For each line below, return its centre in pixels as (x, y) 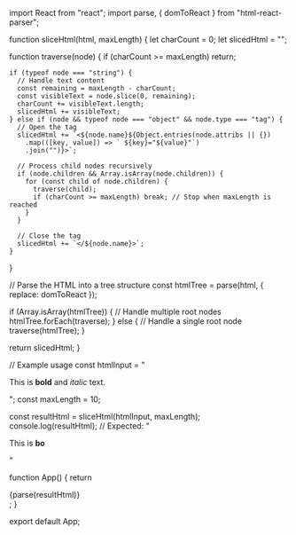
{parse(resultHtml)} (45, 495)
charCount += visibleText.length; (81, 104)
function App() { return (51, 477)
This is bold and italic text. (58, 382)
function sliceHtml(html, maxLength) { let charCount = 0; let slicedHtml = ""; (148, 39)
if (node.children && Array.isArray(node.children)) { (121, 174)
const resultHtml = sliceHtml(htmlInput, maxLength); (105, 417)
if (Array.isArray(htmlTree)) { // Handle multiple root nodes (115, 311)
